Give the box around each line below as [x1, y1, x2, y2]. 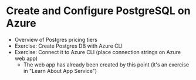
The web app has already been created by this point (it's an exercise [23, 61, 190, 68]
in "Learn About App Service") [23, 67, 97, 74]
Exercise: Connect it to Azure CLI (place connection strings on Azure [14, 48, 181, 55]
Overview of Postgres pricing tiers [14, 36, 98, 43]
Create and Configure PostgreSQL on [6, 4, 191, 18]
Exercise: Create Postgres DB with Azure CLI [14, 42, 123, 49]
